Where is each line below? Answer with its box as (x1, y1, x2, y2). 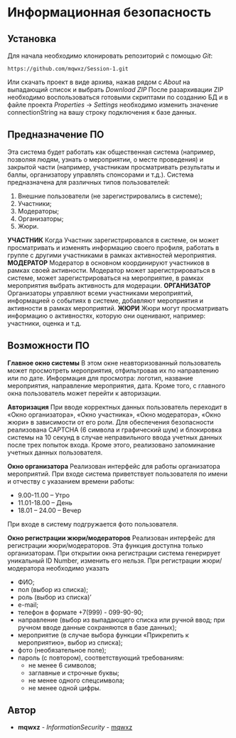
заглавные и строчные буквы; (28, 668, 119, 677)
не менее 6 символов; (28, 660, 97, 670)
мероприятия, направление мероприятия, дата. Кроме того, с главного (7, 381, 226, 390)
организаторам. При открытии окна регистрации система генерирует (7, 549, 220, 557)
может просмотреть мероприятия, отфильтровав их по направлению (7, 366, 219, 375)
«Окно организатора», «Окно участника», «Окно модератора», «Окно (7, 410, 222, 419)
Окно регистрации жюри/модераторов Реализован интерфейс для (7, 534, 215, 542)
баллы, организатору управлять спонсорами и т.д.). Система (7, 170, 194, 179)
